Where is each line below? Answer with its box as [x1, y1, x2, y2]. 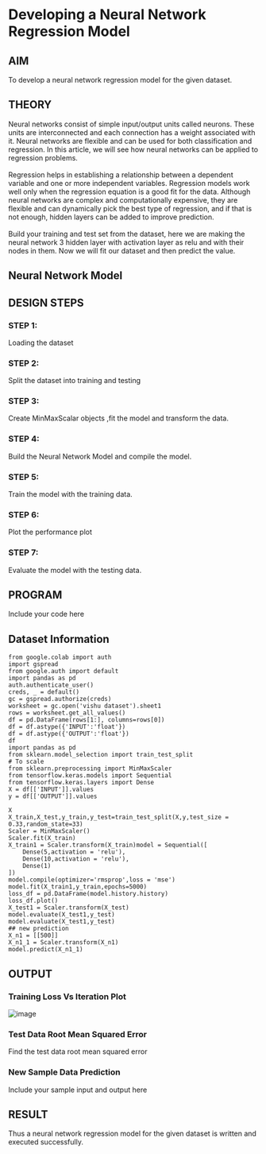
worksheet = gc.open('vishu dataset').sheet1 [8, 702, 161, 711]
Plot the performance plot [8, 527, 93, 537]
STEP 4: [8, 433, 40, 444]
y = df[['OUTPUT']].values [8, 792, 98, 800]
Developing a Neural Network [8, 6, 206, 24]
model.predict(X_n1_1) [8, 946, 83, 954]
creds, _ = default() [8, 688, 80, 696]
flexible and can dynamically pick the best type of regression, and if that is [8, 203, 253, 213]
